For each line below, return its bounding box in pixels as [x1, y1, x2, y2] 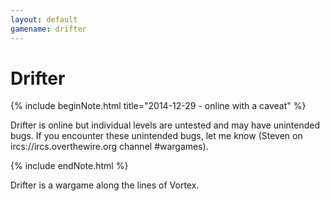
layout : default [10, 14, 78, 25]
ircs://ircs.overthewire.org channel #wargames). [10, 141, 209, 153]
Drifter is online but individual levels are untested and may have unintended [10, 119, 321, 131]
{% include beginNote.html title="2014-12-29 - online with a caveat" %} [10, 100, 307, 112]
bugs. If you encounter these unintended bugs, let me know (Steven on [10, 130, 303, 142]
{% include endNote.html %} [10, 160, 129, 172]
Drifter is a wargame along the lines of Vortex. [10, 179, 200, 191]
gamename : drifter [10, 24, 87, 34]
